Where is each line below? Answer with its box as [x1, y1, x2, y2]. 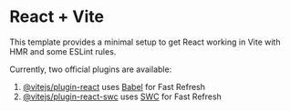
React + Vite [9, 6, 105, 27]
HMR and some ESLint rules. [9, 45, 117, 56]
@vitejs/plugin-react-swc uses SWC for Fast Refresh [22, 91, 222, 102]
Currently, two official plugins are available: [9, 64, 172, 75]
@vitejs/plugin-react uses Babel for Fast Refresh [22, 81, 206, 92]
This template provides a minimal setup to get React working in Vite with [9, 36, 281, 47]
